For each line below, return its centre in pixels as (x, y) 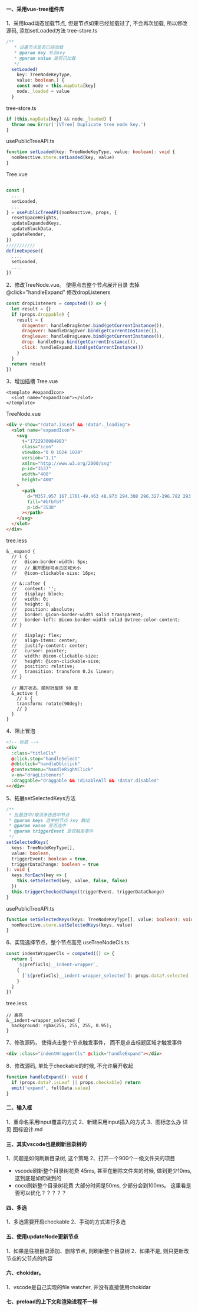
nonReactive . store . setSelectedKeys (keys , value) (72, 925)
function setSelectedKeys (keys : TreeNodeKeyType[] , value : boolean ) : (93, 920)
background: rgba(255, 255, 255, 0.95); (62, 1026)
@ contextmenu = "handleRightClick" (52, 770)
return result (29, 364)
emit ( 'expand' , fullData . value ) (51, 1088)
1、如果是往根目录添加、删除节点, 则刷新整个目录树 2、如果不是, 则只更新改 (98, 1251)
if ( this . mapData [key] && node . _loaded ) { (59, 119)
